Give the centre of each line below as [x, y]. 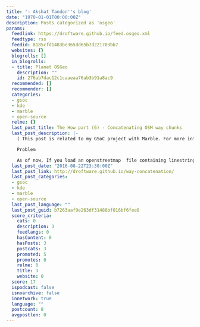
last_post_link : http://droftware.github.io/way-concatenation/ [93, 171]
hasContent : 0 [34, 238]
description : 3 [36, 227]
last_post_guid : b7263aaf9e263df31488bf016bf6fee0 [76, 210]
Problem [26, 149]
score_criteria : [32, 216]
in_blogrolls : [29, 61]
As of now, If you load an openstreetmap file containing [92, 160]
